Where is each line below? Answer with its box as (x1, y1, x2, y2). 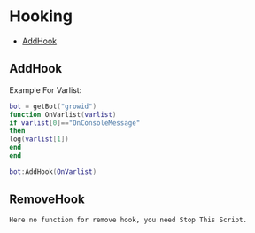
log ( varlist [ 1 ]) (9, 135, 69, 144)
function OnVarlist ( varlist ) (9, 110, 117, 119)
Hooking (9, 6, 73, 27)
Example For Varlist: (9, 84, 82, 95)
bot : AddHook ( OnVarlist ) (9, 167, 97, 176)
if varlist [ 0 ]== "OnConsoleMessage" (9, 118, 141, 128)
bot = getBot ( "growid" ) (9, 102, 97, 111)
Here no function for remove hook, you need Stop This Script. (9, 215, 248, 224)
